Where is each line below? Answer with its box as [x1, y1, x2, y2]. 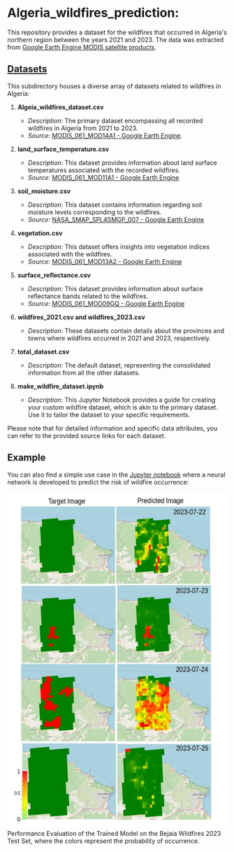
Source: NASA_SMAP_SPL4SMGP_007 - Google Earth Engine [27, 215, 205, 223]
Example [7, 452, 46, 463]
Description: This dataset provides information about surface [27, 284, 204, 293]
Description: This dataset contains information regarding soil [27, 200, 203, 209]
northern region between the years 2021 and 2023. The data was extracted [7, 35, 224, 43]
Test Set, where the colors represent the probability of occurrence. [7, 837, 200, 845]
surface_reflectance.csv [17, 271, 91, 279]
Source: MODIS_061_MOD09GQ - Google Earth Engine [27, 299, 185, 307]
